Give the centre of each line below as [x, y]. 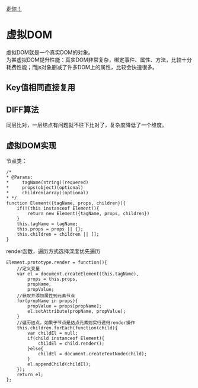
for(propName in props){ [47, 301]
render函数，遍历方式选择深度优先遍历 [53, 251]
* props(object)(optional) [45, 187]
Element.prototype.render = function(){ [57, 262]
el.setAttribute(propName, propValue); [77, 311]
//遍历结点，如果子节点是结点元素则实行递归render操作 [76, 323]
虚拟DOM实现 [31, 145]
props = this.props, [53, 279]
